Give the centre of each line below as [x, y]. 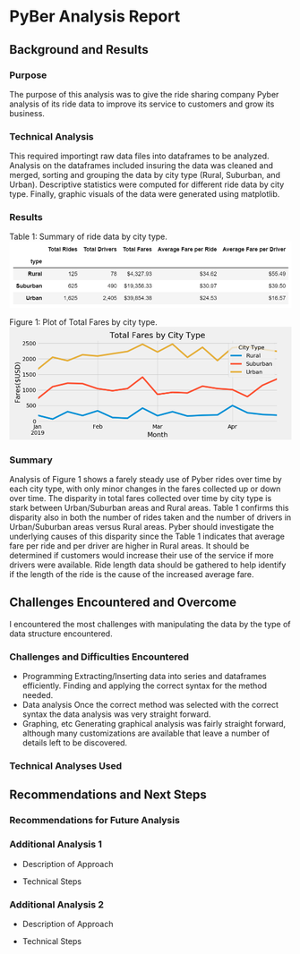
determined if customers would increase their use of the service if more [142, 555]
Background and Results [79, 50]
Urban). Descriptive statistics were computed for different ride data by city [147, 184]
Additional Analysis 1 [56, 845]
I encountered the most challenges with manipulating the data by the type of [150, 624]
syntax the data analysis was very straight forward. [116, 714]
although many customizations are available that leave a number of [146, 733]
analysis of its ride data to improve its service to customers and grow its [142, 104]
